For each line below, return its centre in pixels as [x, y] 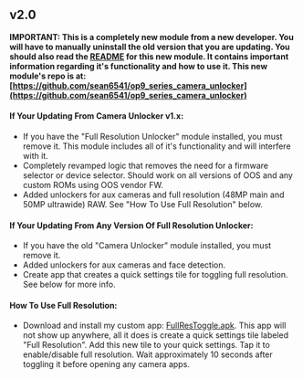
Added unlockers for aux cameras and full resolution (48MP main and [153, 195]
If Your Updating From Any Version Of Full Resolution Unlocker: [131, 225]
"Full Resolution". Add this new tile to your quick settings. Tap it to [146, 345]
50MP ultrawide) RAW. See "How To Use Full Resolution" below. [142, 205]
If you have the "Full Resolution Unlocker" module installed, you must [152, 137]
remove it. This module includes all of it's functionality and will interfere [157, 146]
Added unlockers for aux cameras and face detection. [124, 265]
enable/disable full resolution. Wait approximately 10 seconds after [148, 354]
